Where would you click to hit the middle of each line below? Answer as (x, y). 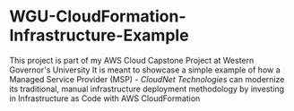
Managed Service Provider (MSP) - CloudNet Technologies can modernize (147, 79)
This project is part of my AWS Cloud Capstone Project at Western (132, 60)
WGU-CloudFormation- (98, 17)
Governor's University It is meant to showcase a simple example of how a (145, 70)
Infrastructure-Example (99, 35)
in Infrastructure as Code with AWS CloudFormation (105, 98)
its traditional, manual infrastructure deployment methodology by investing (147, 89)
